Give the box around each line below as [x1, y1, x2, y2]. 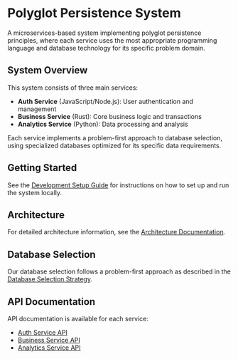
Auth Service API [17, 328, 67, 336]
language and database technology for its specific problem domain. [7, 43, 205, 52]
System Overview [7, 64, 88, 76]
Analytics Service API [17, 343, 81, 352]
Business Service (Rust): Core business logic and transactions [17, 112, 202, 120]
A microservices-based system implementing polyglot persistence [7, 28, 202, 37]
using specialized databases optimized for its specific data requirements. [7, 141, 222, 150]
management [17, 105, 57, 113]
